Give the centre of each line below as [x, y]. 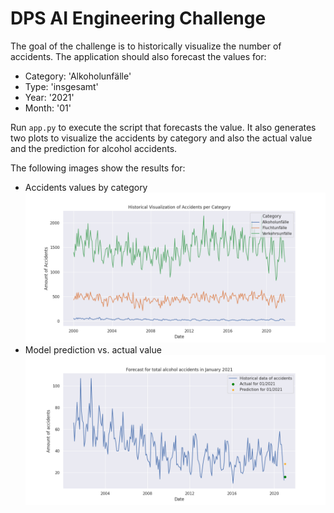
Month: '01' [48, 108]
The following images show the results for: [98, 168]
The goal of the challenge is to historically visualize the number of [146, 46]
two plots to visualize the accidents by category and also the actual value [161, 138]
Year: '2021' [49, 97]
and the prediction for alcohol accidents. [94, 148]
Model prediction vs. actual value [93, 350]
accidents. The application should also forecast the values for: [138, 56]
